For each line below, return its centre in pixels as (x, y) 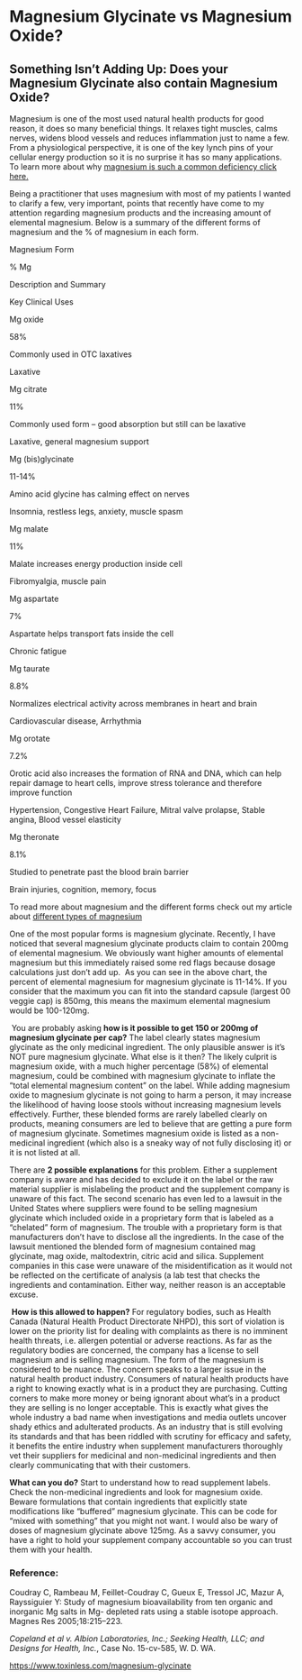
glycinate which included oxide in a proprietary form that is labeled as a (142, 1218)
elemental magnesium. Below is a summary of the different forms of (135, 222)
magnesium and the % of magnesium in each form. (104, 232)
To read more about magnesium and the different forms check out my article (151, 907)
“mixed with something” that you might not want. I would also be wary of (144, 1521)
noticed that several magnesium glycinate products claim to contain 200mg (149, 943)
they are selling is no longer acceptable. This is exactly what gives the (139, 1407)
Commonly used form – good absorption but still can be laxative (128, 424)
